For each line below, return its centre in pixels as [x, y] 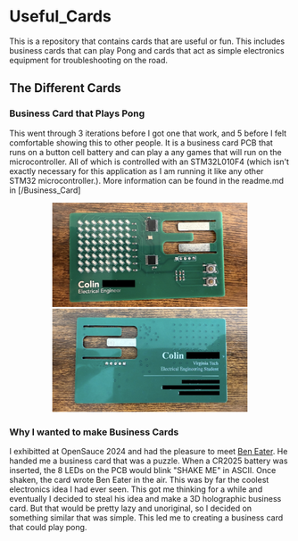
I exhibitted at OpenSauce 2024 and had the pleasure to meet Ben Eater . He [149, 452]
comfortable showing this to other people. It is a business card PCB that [141, 142]
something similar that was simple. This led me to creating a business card [146, 518]
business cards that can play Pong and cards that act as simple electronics [147, 50]
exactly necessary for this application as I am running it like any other [137, 171]
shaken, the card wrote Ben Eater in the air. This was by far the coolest [139, 480]
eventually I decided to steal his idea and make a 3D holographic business [145, 499]
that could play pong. [48, 528]
